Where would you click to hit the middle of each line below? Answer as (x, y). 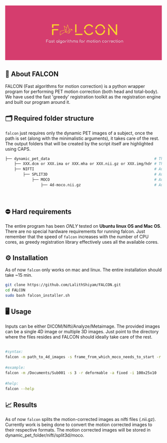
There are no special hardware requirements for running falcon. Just (75, 231)
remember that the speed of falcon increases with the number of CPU (77, 237)
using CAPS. (18, 149)
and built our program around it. (38, 102)
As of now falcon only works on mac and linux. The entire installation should (83, 270)
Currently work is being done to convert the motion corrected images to (79, 425)
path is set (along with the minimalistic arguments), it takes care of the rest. (82, 138)
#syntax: (14, 352)
